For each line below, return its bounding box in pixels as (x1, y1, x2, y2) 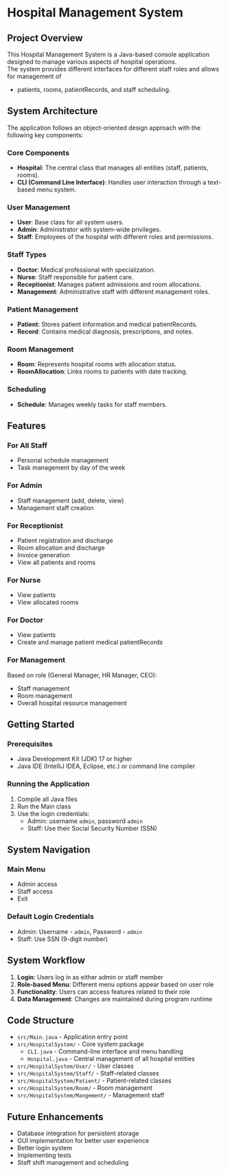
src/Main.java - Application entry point (16, 1033, 128, 1041)
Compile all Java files (16, 795, 78, 803)
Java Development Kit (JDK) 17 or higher (16, 755, 133, 763)
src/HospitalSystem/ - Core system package (16, 1040, 144, 1048)
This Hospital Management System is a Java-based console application (7, 50, 209, 58)
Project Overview (7, 32, 83, 44)
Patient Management (7, 304, 79, 314)
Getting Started (7, 719, 75, 730)
